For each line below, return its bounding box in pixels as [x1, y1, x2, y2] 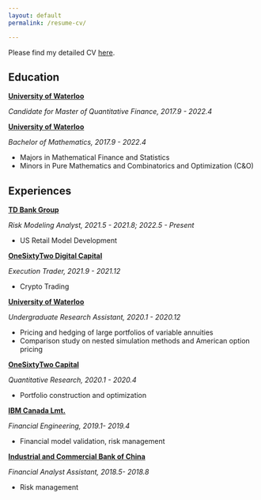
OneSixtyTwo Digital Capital [8, 251, 103, 261]
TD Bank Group [8, 205, 59, 214]
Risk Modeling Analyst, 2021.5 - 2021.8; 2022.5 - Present [8, 221, 195, 230]
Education [8, 70, 60, 84]
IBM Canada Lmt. [8, 406, 66, 415]
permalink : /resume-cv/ [8, 19, 87, 27]
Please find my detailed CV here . [8, 47, 115, 57]
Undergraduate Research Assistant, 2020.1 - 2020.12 [8, 312, 181, 322]
